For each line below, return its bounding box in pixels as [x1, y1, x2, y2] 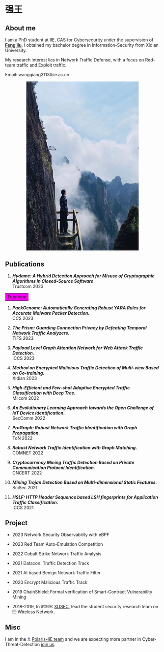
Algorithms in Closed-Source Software [12, 278, 94, 284]
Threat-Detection [5, 642, 40, 648]
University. [5, 47, 27, 53]
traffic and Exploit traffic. [16, 62, 67, 68]
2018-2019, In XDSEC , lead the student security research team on [12, 604, 159, 610]
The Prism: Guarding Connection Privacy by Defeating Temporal [12, 325, 147, 330]
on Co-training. [12, 370, 45, 376]
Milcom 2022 [12, 395, 39, 401]
